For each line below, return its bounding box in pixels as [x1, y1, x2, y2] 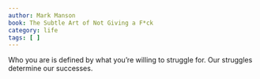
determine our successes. [8, 64, 93, 73]
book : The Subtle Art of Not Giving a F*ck [8, 19, 154, 27]
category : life [8, 26, 58, 34]
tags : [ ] [8, 33, 41, 42]
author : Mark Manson [8, 11, 77, 20]
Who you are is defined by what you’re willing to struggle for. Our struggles [8, 55, 253, 65]
